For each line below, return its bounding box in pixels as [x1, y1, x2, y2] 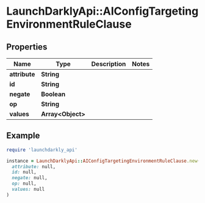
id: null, [12, 169, 37, 175]
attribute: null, [12, 163, 56, 169]
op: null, [12, 180, 37, 187]
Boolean [41, 90, 66, 98]
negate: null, [12, 175, 48, 181]
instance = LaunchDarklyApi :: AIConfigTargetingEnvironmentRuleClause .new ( [6, 158, 201, 164]
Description [91, 60, 126, 68]
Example [6, 130, 40, 141]
